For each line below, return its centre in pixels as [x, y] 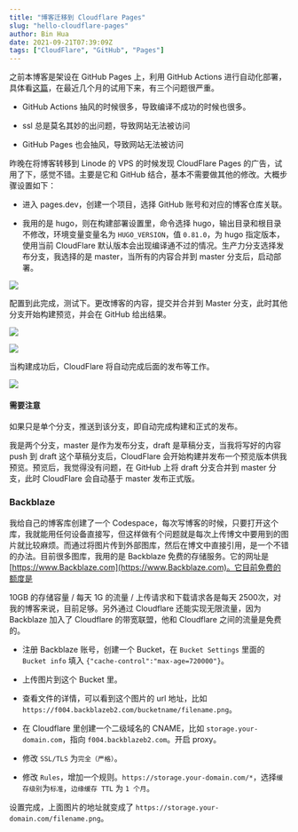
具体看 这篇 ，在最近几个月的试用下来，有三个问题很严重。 [114, 88]
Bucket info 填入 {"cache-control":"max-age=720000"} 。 [125, 660]
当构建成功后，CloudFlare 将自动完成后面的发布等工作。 [112, 367]
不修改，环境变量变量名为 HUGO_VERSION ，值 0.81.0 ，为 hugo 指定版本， [153, 234]
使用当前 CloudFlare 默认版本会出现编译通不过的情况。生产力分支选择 [149, 246]
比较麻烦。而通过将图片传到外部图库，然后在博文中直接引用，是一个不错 [157, 545]
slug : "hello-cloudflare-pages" [69, 26]
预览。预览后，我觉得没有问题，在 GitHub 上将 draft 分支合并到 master [138, 468]
